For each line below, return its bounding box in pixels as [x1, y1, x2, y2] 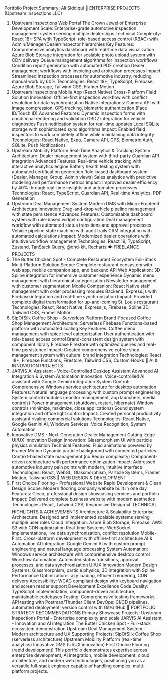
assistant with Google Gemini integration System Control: [11, 379, 130, 384]
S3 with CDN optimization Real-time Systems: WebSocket [11, 525, 131, 531]
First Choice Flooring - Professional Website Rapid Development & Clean [11, 480, 162, 486]
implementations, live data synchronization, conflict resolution [11, 530, 140, 536]
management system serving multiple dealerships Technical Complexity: [11, 31, 162, 36]
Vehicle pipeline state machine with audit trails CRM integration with [11, 228, 152, 233]
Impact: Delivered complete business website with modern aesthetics [11, 496, 155, 502]
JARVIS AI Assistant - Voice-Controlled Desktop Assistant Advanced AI [11, 368, 158, 374]
